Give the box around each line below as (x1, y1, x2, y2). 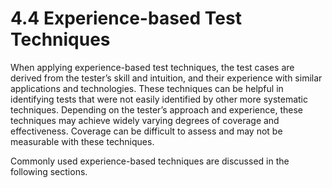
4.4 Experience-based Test (10, 7, 242, 30)
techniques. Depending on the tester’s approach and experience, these (10, 103, 303, 116)
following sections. (10, 165, 88, 177)
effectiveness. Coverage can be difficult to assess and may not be (10, 125, 283, 137)
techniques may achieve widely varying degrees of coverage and (10, 114, 280, 126)
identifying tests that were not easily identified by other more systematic (10, 93, 308, 105)
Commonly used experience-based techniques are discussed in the (10, 155, 290, 167)
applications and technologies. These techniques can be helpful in (10, 82, 284, 94)
